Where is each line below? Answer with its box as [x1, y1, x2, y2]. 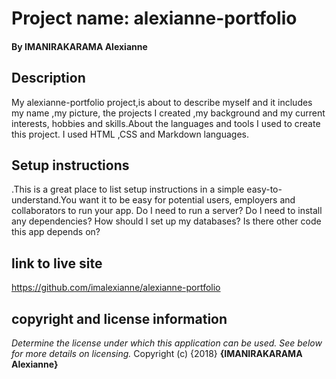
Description [11, 70, 86, 87]
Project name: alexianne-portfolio [11, 7, 298, 30]
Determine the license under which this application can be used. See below [11, 337, 323, 349]
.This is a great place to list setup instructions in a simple [11, 183, 245, 196]
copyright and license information [11, 310, 228, 327]
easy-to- [246, 183, 283, 196]
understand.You [11, 194, 77, 206]
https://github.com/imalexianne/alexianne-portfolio [11, 282, 221, 294]
